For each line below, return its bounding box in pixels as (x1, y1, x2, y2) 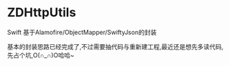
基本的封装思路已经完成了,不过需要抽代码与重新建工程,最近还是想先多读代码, (7, 42, 224, 50)
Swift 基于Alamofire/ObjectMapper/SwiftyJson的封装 (7, 28, 157, 36)
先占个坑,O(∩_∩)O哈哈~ (7, 51, 74, 59)
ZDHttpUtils (7, 5, 76, 20)
